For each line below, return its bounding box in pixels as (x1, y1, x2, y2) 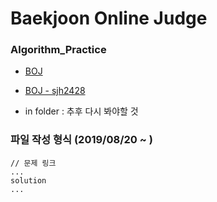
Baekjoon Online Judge (10, 7, 208, 30)
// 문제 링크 (10, 158, 57, 168)
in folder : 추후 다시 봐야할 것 (24, 105, 139, 117)
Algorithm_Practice (10, 43, 107, 57)
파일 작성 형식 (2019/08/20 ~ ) (10, 133, 153, 147)
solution (10, 175, 47, 186)
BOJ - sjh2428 (24, 85, 86, 97)
